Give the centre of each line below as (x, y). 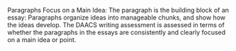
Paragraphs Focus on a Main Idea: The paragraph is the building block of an (118, 10)
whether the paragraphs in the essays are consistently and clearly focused (117, 32)
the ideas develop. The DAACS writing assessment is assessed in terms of (116, 25)
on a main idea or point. (42, 40)
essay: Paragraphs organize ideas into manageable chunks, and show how (116, 17)
